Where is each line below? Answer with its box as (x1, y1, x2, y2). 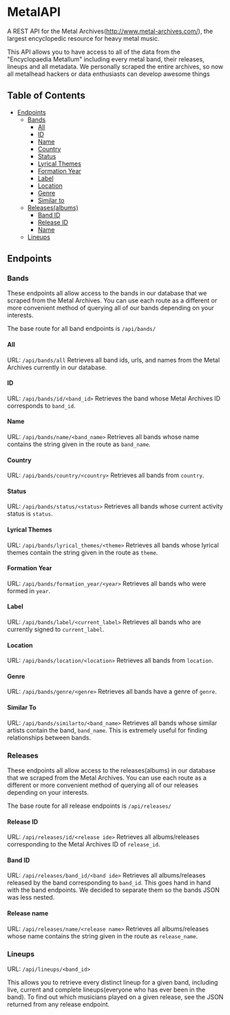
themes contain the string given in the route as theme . (7, 548, 158, 557)
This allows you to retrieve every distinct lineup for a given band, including (7, 978, 218, 986)
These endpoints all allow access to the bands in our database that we (7, 289, 207, 298)
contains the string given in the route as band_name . (7, 440, 151, 449)
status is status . (7, 510, 53, 518)
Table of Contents (7, 90, 86, 101)
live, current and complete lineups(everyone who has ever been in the (7, 985, 206, 994)
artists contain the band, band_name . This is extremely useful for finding (7, 726, 208, 734)
